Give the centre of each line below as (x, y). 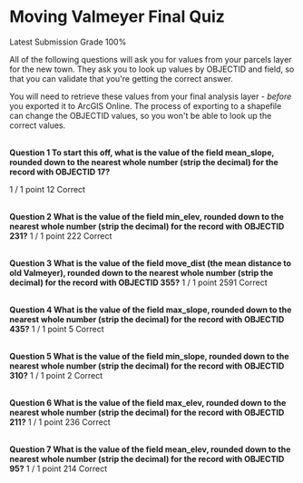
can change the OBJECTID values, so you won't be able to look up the (141, 115)
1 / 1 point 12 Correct (48, 189)
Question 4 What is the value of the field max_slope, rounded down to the (151, 310)
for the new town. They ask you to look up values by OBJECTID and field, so (152, 69)
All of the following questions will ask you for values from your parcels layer (151, 59)
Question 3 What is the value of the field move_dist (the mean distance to (151, 263)
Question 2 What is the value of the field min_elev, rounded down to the (147, 216)
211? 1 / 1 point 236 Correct (60, 422)
